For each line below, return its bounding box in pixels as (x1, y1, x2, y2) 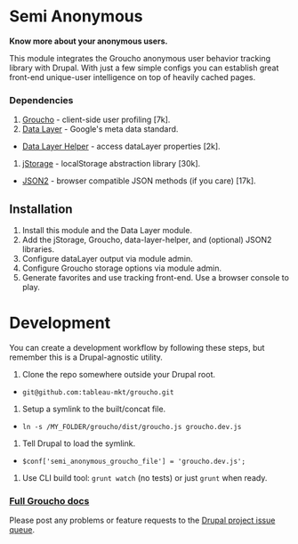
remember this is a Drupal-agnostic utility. (9, 352, 163, 362)
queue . (9, 524, 36, 535)
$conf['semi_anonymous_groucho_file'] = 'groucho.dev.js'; (21, 457, 246, 466)
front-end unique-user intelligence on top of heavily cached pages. (9, 71, 256, 82)
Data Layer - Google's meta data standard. (21, 124, 179, 134)
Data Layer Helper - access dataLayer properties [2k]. (21, 141, 221, 152)
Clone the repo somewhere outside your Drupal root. (21, 369, 216, 379)
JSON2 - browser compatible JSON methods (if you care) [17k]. (21, 175, 256, 186)
